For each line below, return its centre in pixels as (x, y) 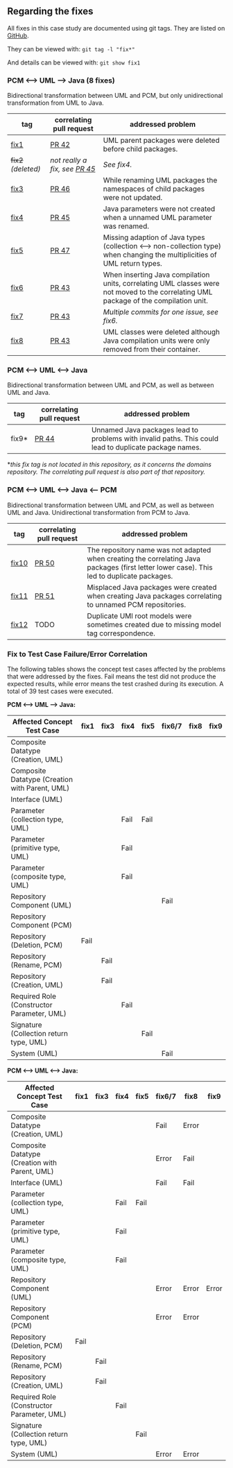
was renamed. (126, 226)
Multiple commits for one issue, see (161, 312)
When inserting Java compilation (156, 275)
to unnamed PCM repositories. (137, 604)
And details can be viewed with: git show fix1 (74, 62)
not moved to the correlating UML (158, 292)
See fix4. (118, 164)
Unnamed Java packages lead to (145, 430)
